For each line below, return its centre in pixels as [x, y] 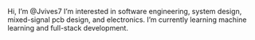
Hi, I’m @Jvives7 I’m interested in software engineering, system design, [125, 11]
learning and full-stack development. [68, 28]
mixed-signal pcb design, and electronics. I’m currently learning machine [127, 20]
